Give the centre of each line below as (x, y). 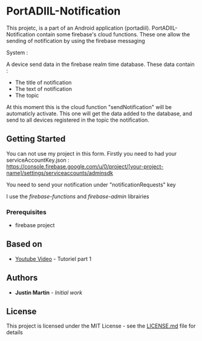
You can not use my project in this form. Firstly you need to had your (92, 153)
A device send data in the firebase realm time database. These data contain (100, 64)
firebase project (35, 225)
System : (17, 52)
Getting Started (36, 139)
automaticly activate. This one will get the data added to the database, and (99, 113)
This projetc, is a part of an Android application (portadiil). (78, 28)
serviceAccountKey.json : (38, 160)
